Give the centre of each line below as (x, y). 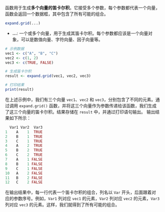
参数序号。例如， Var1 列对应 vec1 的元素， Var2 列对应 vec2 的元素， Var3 (86, 199)
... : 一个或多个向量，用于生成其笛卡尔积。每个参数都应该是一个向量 (80, 33)
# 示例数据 (15, 49)
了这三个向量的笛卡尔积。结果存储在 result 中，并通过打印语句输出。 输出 (80, 112)
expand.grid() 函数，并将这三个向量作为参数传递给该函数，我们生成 (88, 106)
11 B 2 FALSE (24, 178)
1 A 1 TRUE (24, 132)
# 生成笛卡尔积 (18, 71)
